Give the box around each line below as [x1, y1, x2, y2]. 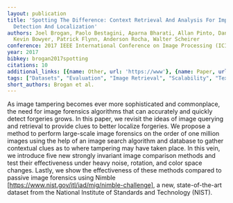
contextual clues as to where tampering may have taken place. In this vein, [7, 144, 221, 152]
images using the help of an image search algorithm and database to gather [7, 136, 224, 145]
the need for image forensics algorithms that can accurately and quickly [7, 107, 213, 116]
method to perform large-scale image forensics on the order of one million [7, 130, 220, 138]
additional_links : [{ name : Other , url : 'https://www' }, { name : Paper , [7, 68, 216, 75]
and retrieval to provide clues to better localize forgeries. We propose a [7, 122, 211, 130]
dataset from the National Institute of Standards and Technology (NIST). [7, 188, 213, 197]
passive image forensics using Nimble [7, 174, 116, 182]
